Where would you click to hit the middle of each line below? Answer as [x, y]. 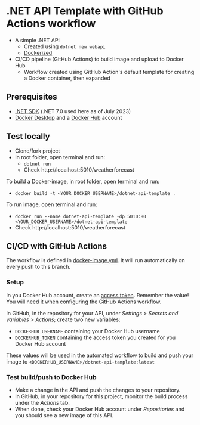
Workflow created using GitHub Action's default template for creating [109, 72]
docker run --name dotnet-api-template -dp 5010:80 [80, 216]
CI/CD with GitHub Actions [57, 246]
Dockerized [38, 52]
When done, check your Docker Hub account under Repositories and [100, 409]
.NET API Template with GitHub [85, 11]
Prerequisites [32, 97]
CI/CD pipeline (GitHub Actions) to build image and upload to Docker [99, 59]
